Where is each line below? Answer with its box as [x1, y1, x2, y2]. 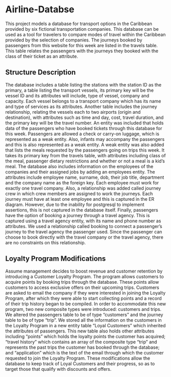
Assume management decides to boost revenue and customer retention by [5, 268, 163, 274]
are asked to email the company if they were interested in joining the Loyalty [5, 289, 166, 296]
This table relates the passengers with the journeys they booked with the [5, 48, 159, 54]
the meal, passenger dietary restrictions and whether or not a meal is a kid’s [5, 158, 165, 164]
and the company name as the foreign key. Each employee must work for [5, 179, 159, 185]
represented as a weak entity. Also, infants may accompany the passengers [5, 136, 165, 142]
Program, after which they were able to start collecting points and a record [5, 295, 162, 301]
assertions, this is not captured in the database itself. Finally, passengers [5, 206, 158, 213]
